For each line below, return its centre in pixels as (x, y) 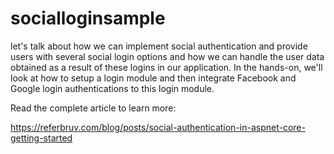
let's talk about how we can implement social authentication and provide (159, 46)
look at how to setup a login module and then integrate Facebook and (153, 78)
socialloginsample (88, 18)
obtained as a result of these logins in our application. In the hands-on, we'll (166, 67)
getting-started (41, 138)
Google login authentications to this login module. (112, 88)
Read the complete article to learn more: (93, 108)
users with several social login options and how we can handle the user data (167, 56)
